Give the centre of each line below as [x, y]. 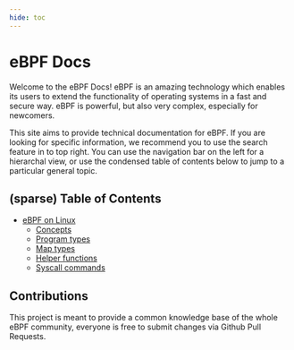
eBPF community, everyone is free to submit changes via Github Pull [135, 327]
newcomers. [32, 115]
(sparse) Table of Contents [85, 198]
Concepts [54, 230]
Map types [55, 249]
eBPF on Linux [49, 220]
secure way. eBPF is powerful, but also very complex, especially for [134, 106]
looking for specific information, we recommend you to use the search [139, 142]
